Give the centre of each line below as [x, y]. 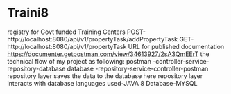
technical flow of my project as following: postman [79, 61]
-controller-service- [181, 61]
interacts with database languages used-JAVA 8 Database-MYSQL [102, 83]
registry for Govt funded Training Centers [67, 32]
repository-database [36, 68]
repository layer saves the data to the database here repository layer [105, 76]
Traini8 [28, 13]
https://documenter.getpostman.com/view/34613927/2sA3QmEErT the [108, 54]
